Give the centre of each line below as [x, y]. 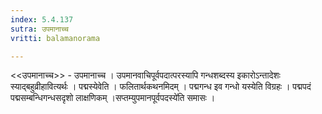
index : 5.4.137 [42, 19]
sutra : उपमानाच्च [39, 29]
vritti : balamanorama [55, 38]
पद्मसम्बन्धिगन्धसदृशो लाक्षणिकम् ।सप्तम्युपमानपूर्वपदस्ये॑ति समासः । [113, 98]
